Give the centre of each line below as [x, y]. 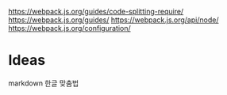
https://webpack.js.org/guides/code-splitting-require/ [96, 11]
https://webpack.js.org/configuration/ [69, 28]
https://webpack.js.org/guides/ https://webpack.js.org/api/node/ [113, 20]
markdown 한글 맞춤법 [44, 83]
